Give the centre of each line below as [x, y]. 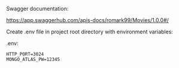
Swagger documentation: [37, 9]
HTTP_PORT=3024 [25, 54]
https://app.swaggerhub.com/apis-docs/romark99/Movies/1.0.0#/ [88, 20]
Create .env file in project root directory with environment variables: [90, 32]
